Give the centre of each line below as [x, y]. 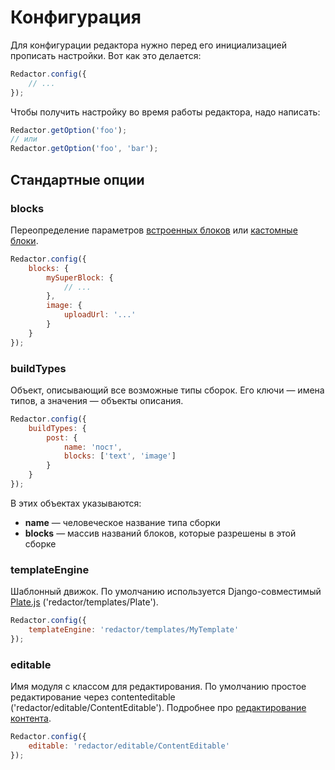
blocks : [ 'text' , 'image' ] [120, 456]
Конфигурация [76, 17]
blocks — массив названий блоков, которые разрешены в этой [160, 533]
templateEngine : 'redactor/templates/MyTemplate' [134, 630]
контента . [31, 718]
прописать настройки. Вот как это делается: [106, 55]
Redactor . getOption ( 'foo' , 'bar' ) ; [84, 149]
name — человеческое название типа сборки [122, 522]
